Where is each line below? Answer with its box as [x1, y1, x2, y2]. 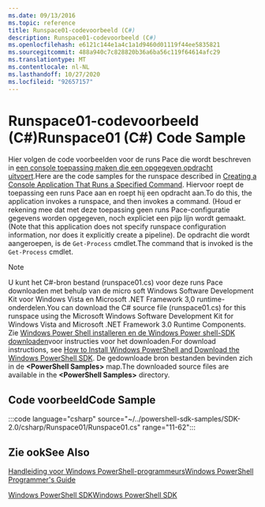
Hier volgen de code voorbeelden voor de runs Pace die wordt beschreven [8, 155, 252, 165]
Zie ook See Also [8, 445, 90, 459]
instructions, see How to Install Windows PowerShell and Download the [8, 345, 240, 354]
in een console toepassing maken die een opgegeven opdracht [8, 163, 213, 172]
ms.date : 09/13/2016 [8, 11, 77, 20]
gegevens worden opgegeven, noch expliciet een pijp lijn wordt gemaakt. [8, 214, 246, 223]
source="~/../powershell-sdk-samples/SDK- [97, 414, 241, 424]
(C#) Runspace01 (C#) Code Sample [8, 128, 246, 146]
